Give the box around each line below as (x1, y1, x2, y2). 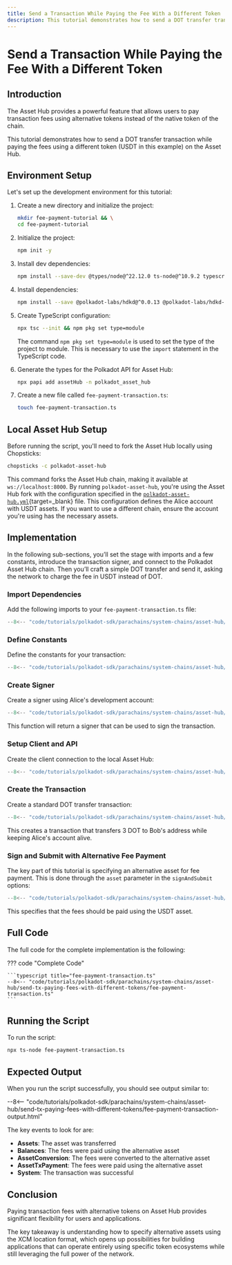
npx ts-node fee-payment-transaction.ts (7, 1047, 126, 1054)
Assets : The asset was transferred (17, 1139, 116, 1147)
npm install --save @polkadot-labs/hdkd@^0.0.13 (17, 299, 160, 306)
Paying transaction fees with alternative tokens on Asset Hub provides (7, 1207, 207, 1215)
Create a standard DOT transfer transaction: (7, 800, 133, 809)
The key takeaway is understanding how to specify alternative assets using (7, 1228, 221, 1236)
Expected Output (7, 1066, 82, 1078)
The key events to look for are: (7, 1126, 95, 1134)
